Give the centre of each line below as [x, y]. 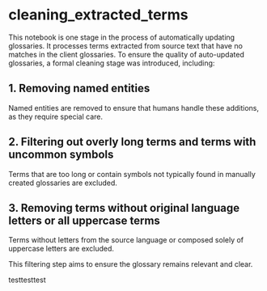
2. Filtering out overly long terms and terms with [132, 142]
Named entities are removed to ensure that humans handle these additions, [134, 108]
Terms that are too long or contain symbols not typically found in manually [132, 174]
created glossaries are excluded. [63, 183]
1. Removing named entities [79, 89]
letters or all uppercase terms [84, 220]
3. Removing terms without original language [124, 208]
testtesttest [27, 280]
